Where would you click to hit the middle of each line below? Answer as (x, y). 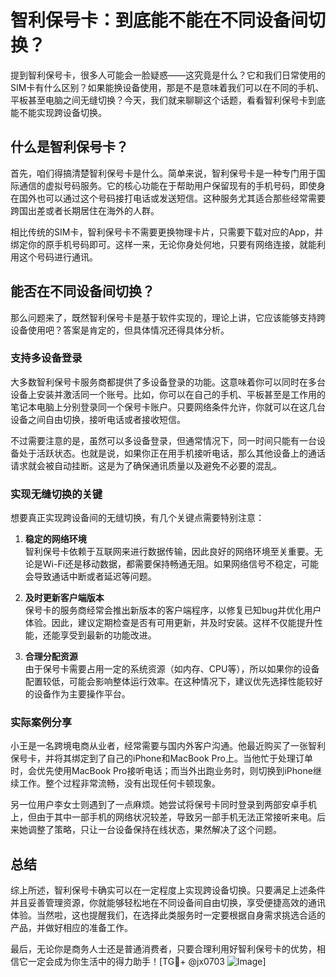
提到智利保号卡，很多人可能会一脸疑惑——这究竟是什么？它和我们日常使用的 (168, 75)
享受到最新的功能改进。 (108, 635)
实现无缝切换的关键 (56, 494)
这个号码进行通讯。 (58, 257)
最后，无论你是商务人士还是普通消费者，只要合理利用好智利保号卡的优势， (163, 949)
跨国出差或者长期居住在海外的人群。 (85, 210)
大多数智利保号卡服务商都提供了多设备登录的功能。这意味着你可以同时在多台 (168, 382)
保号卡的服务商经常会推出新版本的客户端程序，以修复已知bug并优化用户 (173, 610)
